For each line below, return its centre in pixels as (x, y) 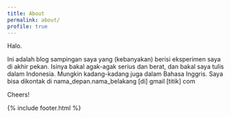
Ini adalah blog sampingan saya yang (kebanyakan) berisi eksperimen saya (114, 59)
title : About (26, 13)
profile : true (28, 26)
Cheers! (18, 95)
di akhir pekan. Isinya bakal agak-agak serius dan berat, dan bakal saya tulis (115, 67)
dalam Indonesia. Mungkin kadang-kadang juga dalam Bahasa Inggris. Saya (115, 74)
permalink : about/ (34, 20)
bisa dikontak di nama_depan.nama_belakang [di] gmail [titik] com (101, 81)
